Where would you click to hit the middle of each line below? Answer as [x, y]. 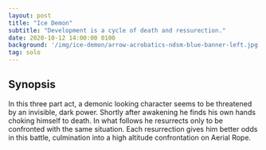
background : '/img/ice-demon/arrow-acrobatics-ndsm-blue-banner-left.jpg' [135, 45]
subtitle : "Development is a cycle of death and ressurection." [117, 30]
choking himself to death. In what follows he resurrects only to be [115, 121]
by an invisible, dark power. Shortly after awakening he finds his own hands [132, 112]
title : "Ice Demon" [41, 23]
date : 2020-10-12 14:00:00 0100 [62, 38]
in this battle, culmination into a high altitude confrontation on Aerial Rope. [130, 137]
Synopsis [32, 85]
